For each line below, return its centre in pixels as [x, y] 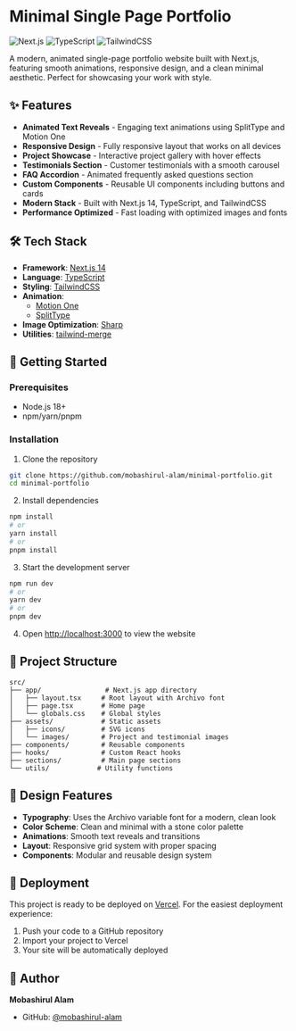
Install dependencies [61, 501]
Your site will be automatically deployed [95, 950]
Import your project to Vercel [75, 941]
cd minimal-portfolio [49, 484]
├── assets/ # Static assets [86, 721]
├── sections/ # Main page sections [95, 761]
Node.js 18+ [44, 407]
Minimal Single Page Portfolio [120, 17]
